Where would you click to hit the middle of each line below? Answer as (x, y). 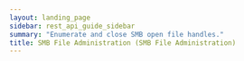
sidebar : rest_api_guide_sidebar (72, 26)
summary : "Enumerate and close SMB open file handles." (117, 34)
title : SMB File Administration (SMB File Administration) (123, 43)
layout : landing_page (50, 17)
